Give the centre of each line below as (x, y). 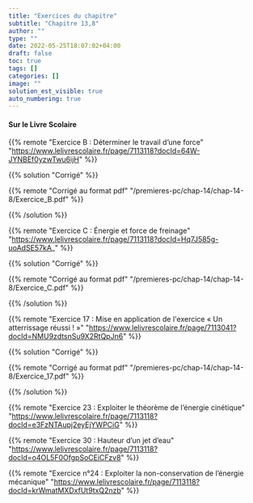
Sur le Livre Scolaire (42, 124)
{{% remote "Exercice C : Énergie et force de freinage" (99, 230)
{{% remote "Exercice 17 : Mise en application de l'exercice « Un (116, 319)
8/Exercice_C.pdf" (39, 288)
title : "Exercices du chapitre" (63, 16)
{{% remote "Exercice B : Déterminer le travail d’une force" (106, 142)
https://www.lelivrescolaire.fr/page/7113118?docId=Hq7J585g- (115, 239)
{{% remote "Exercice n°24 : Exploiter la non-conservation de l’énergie (126, 473)
